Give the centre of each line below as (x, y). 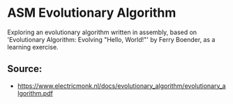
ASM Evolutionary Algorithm (92, 13)
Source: (25, 69)
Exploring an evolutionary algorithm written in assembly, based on (102, 32)
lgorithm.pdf (35, 93)
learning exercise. (33, 47)
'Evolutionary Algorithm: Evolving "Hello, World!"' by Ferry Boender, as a (111, 39)
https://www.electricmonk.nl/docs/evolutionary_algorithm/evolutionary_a (121, 86)
